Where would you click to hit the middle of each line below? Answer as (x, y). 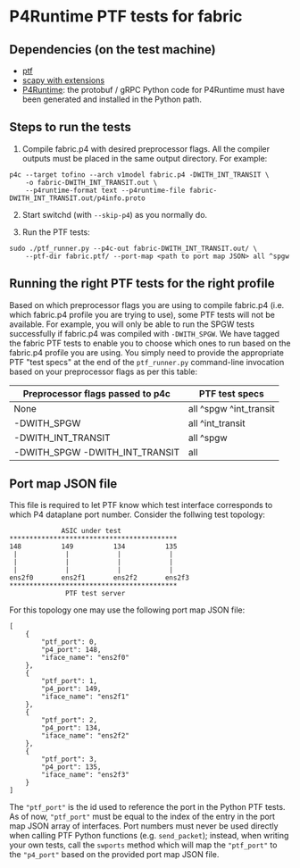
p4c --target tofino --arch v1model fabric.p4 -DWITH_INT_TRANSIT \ (139, 175)
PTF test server (96, 594)
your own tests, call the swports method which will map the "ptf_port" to (143, 845)
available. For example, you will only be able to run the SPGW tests (132, 324)
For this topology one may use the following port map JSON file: (127, 610)
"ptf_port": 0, (70, 642)
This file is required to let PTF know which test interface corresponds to (141, 505)
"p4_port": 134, (71, 728)
